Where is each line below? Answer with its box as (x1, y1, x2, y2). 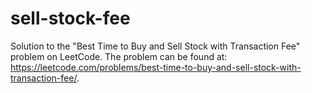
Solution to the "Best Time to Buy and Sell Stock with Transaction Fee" (10, 40, 301, 52)
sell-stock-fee (10, 7, 131, 30)
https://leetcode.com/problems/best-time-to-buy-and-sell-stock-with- (10, 61, 302, 73)
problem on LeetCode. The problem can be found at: (10, 50, 228, 62)
